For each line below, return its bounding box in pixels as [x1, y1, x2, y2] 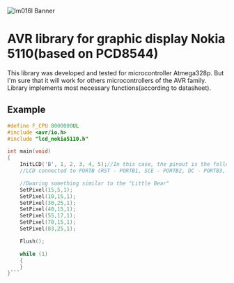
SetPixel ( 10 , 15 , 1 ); [19, 192, 77, 200]
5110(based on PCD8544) [7, 46, 159, 62]
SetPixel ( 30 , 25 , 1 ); [19, 199, 77, 206]
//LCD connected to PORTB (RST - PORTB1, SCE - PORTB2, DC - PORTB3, [19, 167, 226, 174]
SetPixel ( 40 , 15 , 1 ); [19, 206, 77, 213]
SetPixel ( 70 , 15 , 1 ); [19, 219, 77, 226]
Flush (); [19, 238, 45, 245]
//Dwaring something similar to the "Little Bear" [19, 180, 170, 187]
